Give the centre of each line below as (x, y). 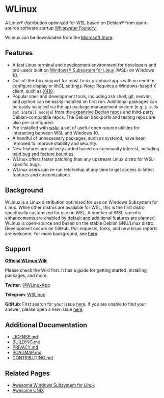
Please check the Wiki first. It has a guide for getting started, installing (76, 270)
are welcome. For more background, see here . (52, 233)
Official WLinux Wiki (26, 261)
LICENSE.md (25, 337)
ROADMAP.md (27, 353)
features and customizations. (41, 175)
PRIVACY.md (25, 347)
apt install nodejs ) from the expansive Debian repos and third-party (83, 112)
